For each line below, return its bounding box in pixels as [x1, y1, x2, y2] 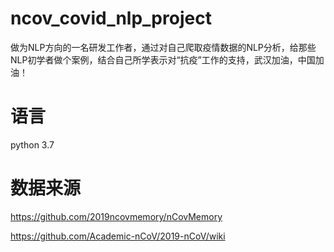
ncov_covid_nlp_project [10, 7, 212, 30]
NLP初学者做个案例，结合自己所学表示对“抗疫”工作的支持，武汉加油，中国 [10, 53, 316, 66]
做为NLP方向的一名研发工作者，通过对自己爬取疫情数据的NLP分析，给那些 [10, 41, 317, 53]
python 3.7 [10, 138, 55, 151]
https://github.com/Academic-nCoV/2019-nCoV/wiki [10, 230, 226, 242]
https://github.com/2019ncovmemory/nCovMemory [10, 210, 223, 222]
